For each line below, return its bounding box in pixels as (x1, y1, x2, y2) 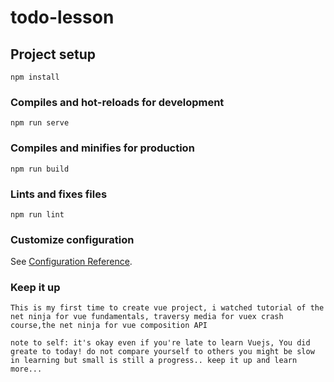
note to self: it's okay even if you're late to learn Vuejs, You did (10, 338, 311, 348)
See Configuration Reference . (10, 256, 133, 268)
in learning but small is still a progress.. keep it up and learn (10, 356, 298, 366)
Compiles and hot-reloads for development (10, 95, 225, 109)
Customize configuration (10, 232, 135, 246)
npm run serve (10, 118, 70, 128)
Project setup (10, 46, 97, 63)
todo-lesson (10, 6, 115, 29)
